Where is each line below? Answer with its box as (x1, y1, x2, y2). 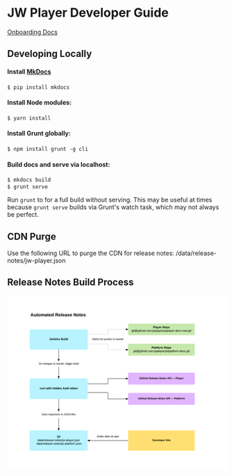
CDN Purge (7, 231, 57, 243)
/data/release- (176, 249, 217, 257)
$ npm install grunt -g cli (7, 145, 89, 152)
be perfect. (7, 211, 40, 219)
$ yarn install (7, 115, 51, 122)
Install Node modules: (7, 99, 72, 107)
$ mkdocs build (7, 177, 51, 183)
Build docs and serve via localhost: (7, 160, 110, 168)
